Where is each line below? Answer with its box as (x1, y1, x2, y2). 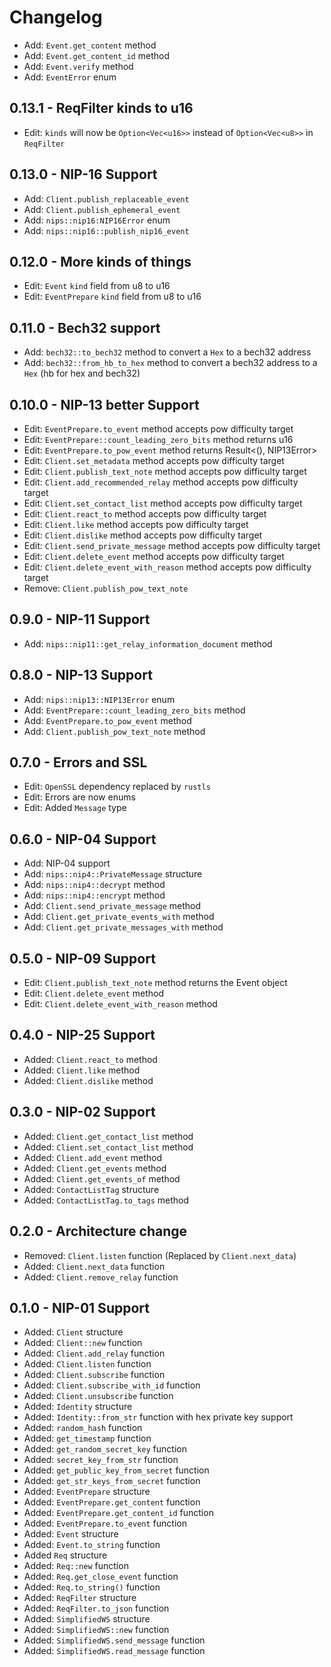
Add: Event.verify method (23, 60, 134, 72)
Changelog (9, 6, 103, 29)
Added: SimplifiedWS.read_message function (23, 1645, 206, 1657)
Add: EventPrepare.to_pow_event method (23, 714, 192, 726)
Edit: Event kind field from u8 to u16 (23, 280, 171, 292)
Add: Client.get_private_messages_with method (23, 921, 224, 933)
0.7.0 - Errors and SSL (9, 754, 148, 771)
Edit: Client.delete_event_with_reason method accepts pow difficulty (23, 561, 312, 573)
